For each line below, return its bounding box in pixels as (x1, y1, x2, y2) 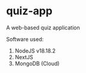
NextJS (14, 53, 33, 60)
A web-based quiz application (6, 24, 80, 31)
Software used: (6, 35, 44, 42)
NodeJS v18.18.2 (14, 47, 56, 54)
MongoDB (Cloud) (14, 60, 60, 67)
